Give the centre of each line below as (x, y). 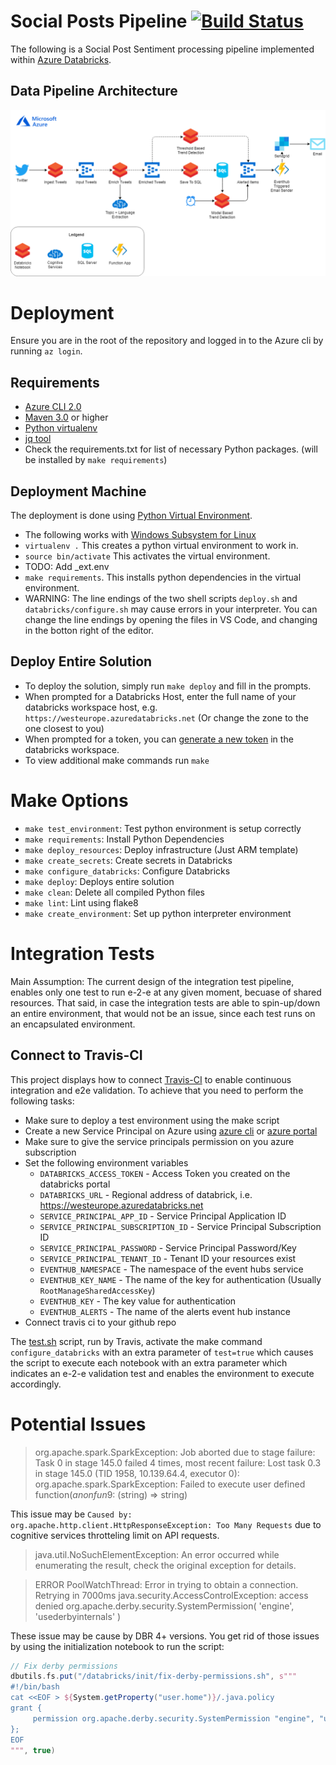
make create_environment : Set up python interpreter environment (158, 913)
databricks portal (75, 1184)
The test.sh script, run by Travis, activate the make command (136, 1341)
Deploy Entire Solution (81, 661)
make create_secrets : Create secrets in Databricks (128, 860)
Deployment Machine (78, 491)
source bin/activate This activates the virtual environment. (147, 556)
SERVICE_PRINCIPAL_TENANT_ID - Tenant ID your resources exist (168, 1258)
